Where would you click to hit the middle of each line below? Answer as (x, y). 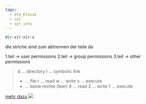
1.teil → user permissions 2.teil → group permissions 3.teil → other (73, 56)
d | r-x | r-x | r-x (20, 37)
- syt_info (21, 24)
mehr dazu (16, 97)
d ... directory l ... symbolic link (49, 71)
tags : (11, 10)
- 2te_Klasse (23, 14)
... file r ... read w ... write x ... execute (63, 81)
